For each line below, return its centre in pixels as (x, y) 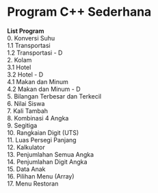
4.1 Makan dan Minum (38, 81)
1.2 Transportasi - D (35, 53)
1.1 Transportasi (29, 45)
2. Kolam (19, 60)
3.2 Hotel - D (25, 74)
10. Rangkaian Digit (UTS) (43, 132)
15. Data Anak (26, 169)
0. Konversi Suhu (31, 38)
